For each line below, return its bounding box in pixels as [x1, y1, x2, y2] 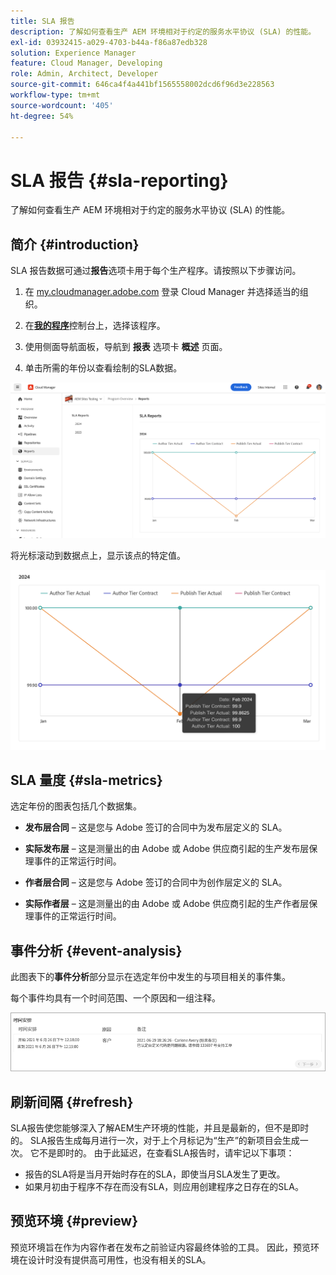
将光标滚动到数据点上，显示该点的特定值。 [10, 549, 186, 561]
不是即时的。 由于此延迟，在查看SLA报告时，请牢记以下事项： [38, 1147, 295, 1159]
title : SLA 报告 [10, 16, 75, 26]
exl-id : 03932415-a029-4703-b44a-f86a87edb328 [10, 37, 208, 47]
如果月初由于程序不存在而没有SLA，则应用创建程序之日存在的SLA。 [24, 1181, 304, 1193]
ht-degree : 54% [10, 111, 74, 121]
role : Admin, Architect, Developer [10, 69, 159, 79]
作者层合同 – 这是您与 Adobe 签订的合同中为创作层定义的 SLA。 [24, 876, 288, 889]
